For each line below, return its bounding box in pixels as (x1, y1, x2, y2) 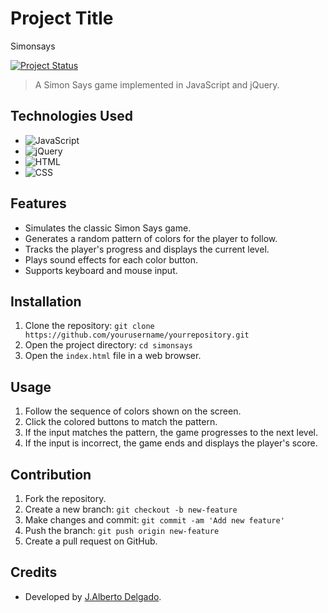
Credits (10, 564, 58, 581)
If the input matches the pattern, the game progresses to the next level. (24, 427, 319, 439)
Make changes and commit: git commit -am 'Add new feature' (24, 514, 285, 526)
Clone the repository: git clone (24, 320, 155, 332)
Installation (10, 293, 82, 310)
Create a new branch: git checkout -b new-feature (24, 503, 238, 515)
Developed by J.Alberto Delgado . (24, 590, 162, 602)
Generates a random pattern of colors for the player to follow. (24, 232, 278, 244)
